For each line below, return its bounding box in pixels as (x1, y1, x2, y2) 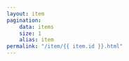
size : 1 (19, 29, 41, 37)
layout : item (6, 10, 45, 18)
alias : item (19, 36, 54, 43)
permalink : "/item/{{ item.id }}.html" (6, 43, 123, 50)
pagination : (6, 17, 41, 24)
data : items (19, 23, 54, 30)
